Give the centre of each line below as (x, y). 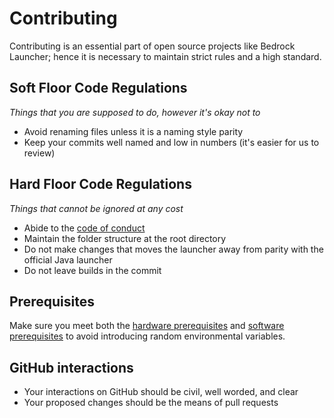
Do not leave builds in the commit (92, 270)
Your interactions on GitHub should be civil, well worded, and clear (161, 392)
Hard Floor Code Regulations (100, 184)
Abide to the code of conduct (84, 228)
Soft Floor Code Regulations (98, 88)
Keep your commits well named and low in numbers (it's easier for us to (171, 142)
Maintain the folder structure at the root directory (125, 238)
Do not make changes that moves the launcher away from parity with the (173, 249)
